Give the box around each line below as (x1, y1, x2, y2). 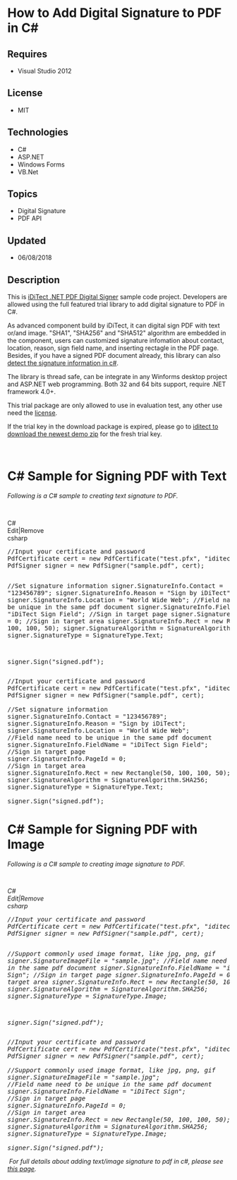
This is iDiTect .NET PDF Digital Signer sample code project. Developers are (7, 293, 228, 301)
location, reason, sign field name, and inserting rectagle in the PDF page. (7, 344, 219, 352)
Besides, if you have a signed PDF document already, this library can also (7, 351, 221, 360)
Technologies (7, 126, 69, 138)
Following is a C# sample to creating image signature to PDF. (7, 860, 186, 868)
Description (7, 274, 60, 286)
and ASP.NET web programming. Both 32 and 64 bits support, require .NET (7, 380, 226, 389)
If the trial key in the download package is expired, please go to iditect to (7, 422, 219, 431)
